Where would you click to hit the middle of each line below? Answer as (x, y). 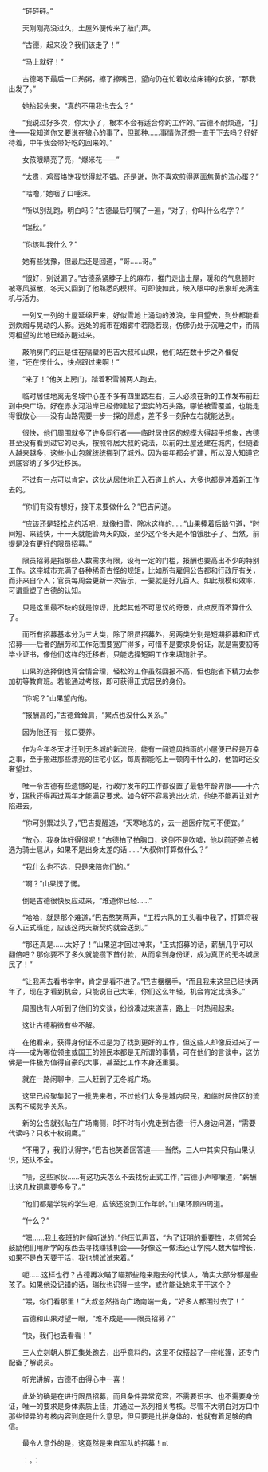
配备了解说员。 (33, 1362)
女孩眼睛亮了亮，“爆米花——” (71, 160)
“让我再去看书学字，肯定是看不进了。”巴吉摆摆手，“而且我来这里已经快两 (140, 981)
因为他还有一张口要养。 (61, 732)
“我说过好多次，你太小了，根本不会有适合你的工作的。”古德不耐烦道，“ (137, 122)
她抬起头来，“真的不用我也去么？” (78, 106)
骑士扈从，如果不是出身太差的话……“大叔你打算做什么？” (115, 850)
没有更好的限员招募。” (57, 543)
